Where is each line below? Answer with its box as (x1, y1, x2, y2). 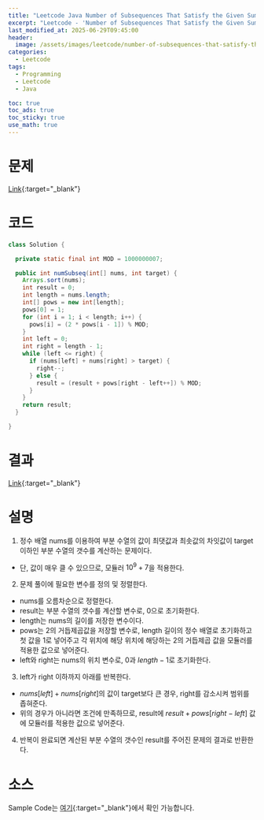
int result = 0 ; (22, 284, 76, 292)
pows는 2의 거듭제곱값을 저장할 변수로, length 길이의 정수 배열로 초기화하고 (19, 626, 253, 635)
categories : (8, 48, 47, 56)
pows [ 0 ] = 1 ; (22, 305, 65, 314)
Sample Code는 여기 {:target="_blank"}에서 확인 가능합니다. (8, 803, 195, 813)
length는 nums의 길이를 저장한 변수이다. (19, 616, 144, 625)
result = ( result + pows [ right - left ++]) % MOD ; (36, 379, 202, 387)
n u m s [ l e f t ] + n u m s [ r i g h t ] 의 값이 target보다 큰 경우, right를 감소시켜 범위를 (19, 689, 250, 699)
